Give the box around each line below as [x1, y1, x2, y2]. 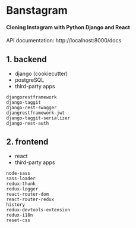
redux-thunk [6, 181, 36, 187]
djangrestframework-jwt [6, 110, 65, 116]
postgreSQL [14, 76, 45, 84]
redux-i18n [6, 212, 33, 218]
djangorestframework [6, 94, 58, 100]
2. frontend [6, 137, 49, 147]
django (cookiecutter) [14, 70, 68, 78]
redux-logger [6, 186, 39, 192]
